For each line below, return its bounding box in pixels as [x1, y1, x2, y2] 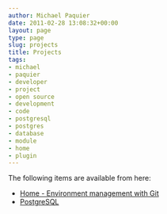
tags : [8, 56, 26, 64]
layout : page [8, 26, 51, 34]
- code [8, 108, 30, 116]
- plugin [8, 151, 37, 159]
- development [8, 100, 55, 108]
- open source [8, 93, 55, 101]
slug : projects [8, 41, 59, 49]
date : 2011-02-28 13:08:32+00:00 [8, 19, 119, 27]
